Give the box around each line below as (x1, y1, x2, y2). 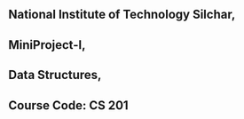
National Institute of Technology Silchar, (8, 7, 236, 22)
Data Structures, (8, 67, 102, 83)
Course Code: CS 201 (8, 98, 130, 113)
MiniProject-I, (8, 37, 86, 52)
